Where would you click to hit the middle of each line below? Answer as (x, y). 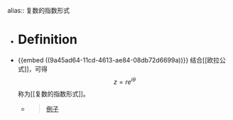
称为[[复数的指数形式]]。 (54, 94)
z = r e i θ (125, 81)
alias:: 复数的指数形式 (38, 10)
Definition (48, 39)
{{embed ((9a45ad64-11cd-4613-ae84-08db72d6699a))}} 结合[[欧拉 (119, 60)
